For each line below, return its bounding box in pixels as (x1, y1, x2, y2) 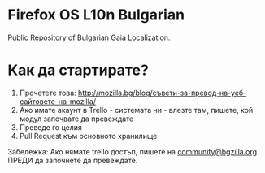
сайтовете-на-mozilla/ (19, 96, 97, 106)
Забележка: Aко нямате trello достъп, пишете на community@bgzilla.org (7, 146, 258, 156)
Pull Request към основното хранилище (19, 131, 158, 141)
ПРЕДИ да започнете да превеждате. (7, 155, 138, 165)
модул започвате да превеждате (19, 114, 134, 123)
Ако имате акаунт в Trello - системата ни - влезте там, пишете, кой (19, 105, 254, 115)
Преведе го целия (19, 122, 83, 132)
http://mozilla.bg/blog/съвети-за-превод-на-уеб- (77, 88, 247, 97)
